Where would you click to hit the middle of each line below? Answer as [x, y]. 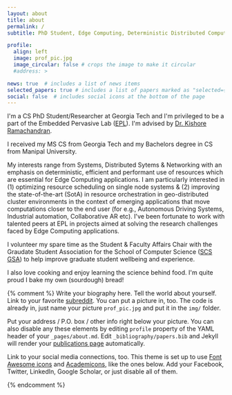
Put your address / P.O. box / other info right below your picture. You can [110, 322]
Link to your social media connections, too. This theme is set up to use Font [115, 357]
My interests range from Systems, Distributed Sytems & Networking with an [115, 165]
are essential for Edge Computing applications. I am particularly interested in [116, 180]
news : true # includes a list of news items [74, 84]
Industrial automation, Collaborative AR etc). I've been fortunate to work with [116, 217]
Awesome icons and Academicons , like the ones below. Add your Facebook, [116, 365]
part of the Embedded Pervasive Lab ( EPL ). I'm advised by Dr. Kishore [107, 123]
